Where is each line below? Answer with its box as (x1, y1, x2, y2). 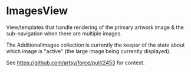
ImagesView (6, 4, 68, 18)
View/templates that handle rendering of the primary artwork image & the (6, 24, 184, 31)
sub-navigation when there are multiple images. (6, 30, 123, 37)
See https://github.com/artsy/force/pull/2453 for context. (6, 59, 145, 66)
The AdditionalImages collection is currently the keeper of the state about (6, 41, 185, 48)
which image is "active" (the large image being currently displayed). (6, 47, 171, 54)
